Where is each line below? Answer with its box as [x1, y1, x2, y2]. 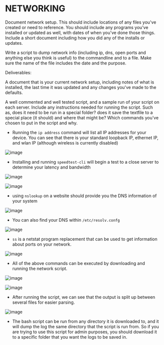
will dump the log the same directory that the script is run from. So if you [12, 323, 160, 329]
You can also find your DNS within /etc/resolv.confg [12, 217, 120, 223]
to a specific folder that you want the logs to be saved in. [12, 334, 128, 340]
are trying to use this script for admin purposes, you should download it [12, 329, 157, 335]
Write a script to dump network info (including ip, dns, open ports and [5, 50, 146, 56]
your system [12, 198, 38, 204]
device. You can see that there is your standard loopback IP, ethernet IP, [12, 135, 159, 141]
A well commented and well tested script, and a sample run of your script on [5, 99, 160, 105]
